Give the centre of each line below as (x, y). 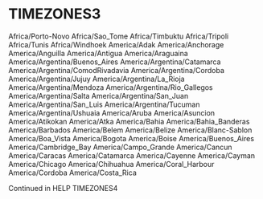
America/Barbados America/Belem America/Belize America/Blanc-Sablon (130, 130)
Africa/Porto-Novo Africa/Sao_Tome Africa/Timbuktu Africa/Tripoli (119, 36)
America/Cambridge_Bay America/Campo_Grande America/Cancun (120, 147)
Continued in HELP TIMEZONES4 (63, 188)
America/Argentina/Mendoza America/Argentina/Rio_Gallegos (111, 87)
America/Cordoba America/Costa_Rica (72, 173)
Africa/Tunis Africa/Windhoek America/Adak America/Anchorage (116, 44)
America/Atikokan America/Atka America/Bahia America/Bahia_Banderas (129, 121)
